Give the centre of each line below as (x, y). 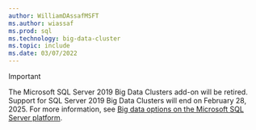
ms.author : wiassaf (41, 23)
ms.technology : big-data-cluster (65, 38)
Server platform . (36, 117)
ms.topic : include (39, 46)
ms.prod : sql (30, 31)
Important (25, 76)
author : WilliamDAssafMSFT (54, 16)
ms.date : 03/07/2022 (43, 53)
